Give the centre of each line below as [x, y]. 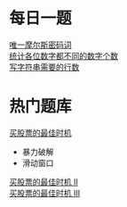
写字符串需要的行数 [44, 67]
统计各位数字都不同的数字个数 [63, 55]
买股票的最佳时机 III [45, 193]
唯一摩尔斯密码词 [40, 45]
